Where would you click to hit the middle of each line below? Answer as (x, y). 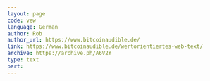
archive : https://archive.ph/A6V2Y (60, 54)
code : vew (22, 20)
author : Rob (25, 33)
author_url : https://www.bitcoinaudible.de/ (74, 40)
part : (15, 66)
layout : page (26, 14)
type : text (23, 60)
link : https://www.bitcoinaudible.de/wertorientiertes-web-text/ (105, 46)
